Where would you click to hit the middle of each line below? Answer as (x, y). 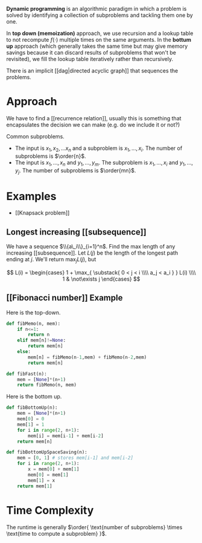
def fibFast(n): (27, 374)
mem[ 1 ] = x (42, 480)
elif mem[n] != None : (42, 340)
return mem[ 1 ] (35, 486)
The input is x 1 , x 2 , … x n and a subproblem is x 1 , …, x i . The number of (99, 149)
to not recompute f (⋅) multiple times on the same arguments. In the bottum (99, 40)
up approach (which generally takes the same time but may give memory (97, 46)
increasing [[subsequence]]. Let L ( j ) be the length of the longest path (92, 253)
